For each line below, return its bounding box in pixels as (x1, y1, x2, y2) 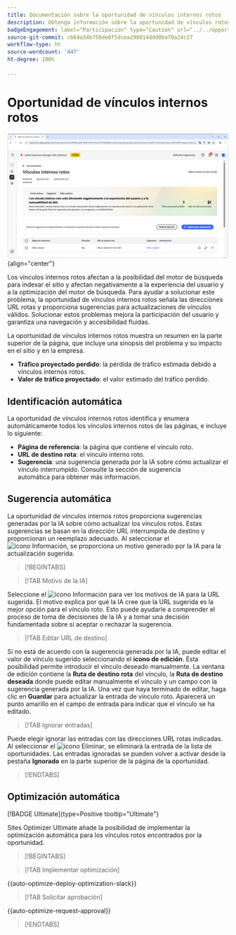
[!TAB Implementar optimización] (24, 865, 120, 874)
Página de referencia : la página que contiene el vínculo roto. (17, 442, 194, 451)
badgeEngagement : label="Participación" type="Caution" (7, 26, 174, 33)
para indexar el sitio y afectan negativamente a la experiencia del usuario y (7, 280, 224, 289)
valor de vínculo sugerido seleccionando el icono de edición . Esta (7, 655, 199, 663)
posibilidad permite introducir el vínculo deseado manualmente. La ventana (7, 662, 225, 670)
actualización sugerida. (7, 549, 75, 558)
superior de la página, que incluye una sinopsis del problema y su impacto (7, 339, 223, 348)
